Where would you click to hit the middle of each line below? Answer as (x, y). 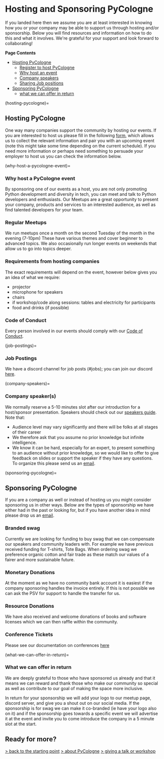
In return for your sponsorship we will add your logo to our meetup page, (78, 698)
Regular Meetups (26, 222)
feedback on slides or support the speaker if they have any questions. (82, 458)
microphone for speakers (38, 292)
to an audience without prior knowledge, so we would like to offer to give (85, 453)
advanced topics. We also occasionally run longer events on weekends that (81, 244)
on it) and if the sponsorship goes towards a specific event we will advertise (82, 713)
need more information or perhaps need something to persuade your (74, 151)
